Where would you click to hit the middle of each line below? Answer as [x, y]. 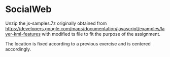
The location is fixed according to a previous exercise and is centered [78, 43]
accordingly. [18, 49]
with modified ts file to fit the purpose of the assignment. [101, 34]
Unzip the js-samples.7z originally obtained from [56, 23]
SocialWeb [28, 9]
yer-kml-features [23, 34]
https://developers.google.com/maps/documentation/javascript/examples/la [85, 28]
